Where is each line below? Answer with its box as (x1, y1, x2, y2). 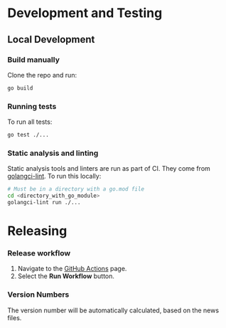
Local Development (7, 33, 95, 46)
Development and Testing (7, 5, 163, 21)
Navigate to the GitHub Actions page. (17, 265, 127, 273)
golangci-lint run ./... (7, 199, 81, 206)
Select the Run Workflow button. (17, 272, 115, 280)
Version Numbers (7, 290, 70, 300)
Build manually (7, 55, 60, 65)
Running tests (7, 101, 57, 111)
